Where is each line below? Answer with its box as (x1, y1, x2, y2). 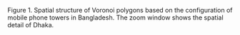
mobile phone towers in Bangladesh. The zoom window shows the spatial (7, 13, 224, 22)
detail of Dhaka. (7, 21, 54, 29)
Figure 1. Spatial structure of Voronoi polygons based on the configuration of (7, 6, 234, 14)
